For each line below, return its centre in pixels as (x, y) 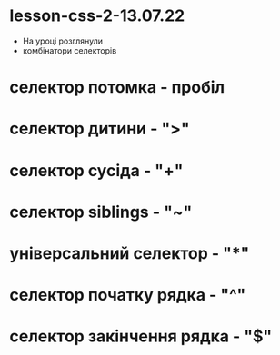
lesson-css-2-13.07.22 (97, 16)
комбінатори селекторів (70, 50)
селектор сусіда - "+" (96, 170)
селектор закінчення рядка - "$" (141, 336)
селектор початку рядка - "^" (128, 295)
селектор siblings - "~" (101, 212)
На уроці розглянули (62, 41)
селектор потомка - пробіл (117, 88)
